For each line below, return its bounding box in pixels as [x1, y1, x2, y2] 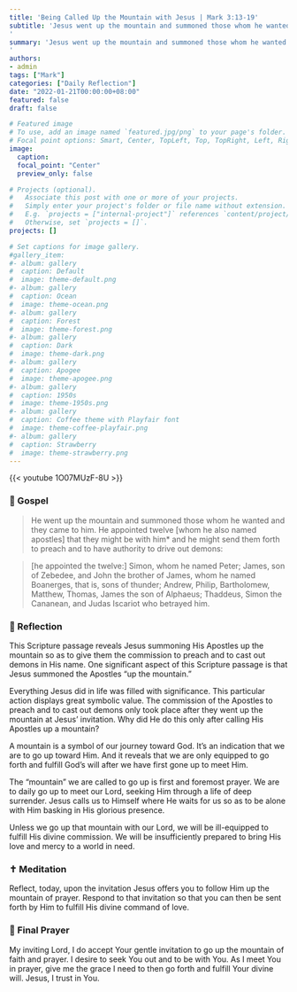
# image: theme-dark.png [9, 349, 104, 359]
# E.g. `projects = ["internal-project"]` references [9, 210, 219, 219]
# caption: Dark [9, 341, 73, 350]
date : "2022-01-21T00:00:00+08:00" [9, 87, 141, 96]
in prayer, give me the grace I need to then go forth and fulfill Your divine [9, 963, 274, 973]
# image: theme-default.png [9, 276, 117, 285]
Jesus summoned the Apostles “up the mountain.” [9, 668, 192, 679]
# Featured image [9, 120, 73, 129]
